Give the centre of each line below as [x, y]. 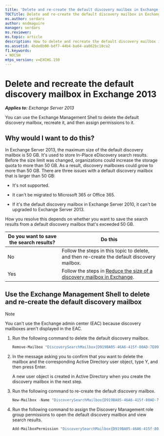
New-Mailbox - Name [31, 400]
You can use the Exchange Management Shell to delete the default [72, 118]
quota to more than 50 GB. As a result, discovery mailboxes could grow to [79, 165]
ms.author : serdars [25, 19]
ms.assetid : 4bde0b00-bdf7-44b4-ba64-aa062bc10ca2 [58, 46]
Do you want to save [32, 236]
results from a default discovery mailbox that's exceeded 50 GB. [70, 224]
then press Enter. [29, 367]
